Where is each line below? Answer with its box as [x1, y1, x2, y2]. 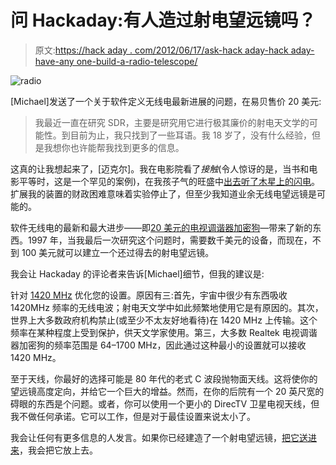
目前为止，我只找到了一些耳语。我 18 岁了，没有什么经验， [69, 129, 313, 141]
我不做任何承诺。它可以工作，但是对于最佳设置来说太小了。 [10, 410, 256, 422]
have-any [34, 55, 75, 67]
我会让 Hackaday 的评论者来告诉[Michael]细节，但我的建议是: [10, 267, 265, 280]
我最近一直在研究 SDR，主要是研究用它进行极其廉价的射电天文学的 [34, 116, 310, 128]
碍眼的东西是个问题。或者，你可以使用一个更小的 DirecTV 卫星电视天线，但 [10, 397, 320, 410]
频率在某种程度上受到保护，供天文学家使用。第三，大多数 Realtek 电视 [10, 326, 300, 338]
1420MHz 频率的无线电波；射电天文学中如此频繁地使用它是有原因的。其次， [10, 301, 324, 313]
